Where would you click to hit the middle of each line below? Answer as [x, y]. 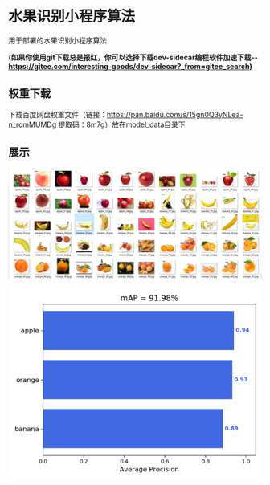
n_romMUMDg [33, 124]
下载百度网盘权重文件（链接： [57, 114]
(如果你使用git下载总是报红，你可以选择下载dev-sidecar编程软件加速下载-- [133, 57]
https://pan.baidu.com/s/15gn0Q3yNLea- [175, 114]
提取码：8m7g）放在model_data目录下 [122, 124]
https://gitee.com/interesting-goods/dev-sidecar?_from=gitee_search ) [131, 66]
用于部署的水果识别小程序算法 [57, 40]
